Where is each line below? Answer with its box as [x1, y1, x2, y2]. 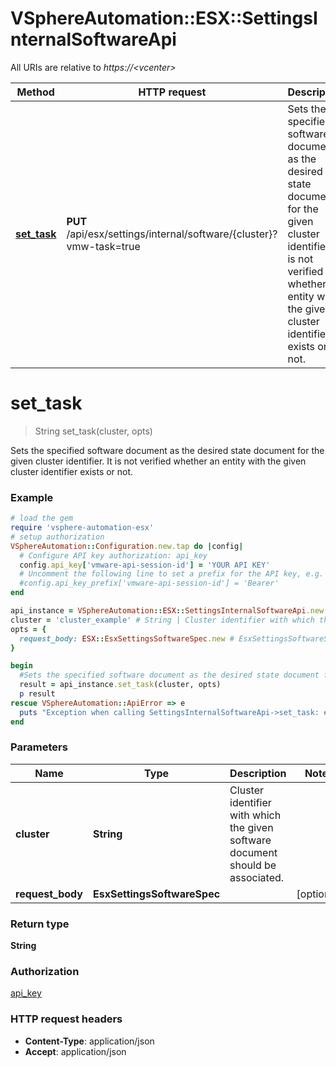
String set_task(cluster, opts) [34, 425, 153, 437]
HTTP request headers [10, 1012, 123, 1026]
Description [229, 766, 287, 780]
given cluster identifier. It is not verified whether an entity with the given [10, 455, 307, 467]
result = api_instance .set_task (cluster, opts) [19, 680, 222, 690]
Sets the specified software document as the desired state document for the [10, 444, 325, 456]
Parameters [10, 740, 68, 754]
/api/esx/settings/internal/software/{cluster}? [66, 227, 278, 241]
